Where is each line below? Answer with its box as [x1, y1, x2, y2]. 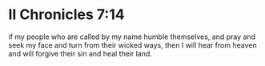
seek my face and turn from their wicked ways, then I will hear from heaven [8, 40, 258, 49]
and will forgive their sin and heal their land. [8, 49, 152, 58]
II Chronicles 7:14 [8, 6, 126, 24]
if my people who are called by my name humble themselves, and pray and [8, 32, 256, 41]
